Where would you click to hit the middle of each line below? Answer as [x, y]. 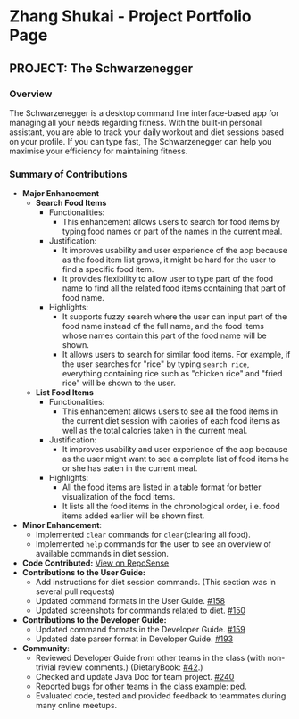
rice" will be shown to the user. [119, 383]
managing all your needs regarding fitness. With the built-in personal [135, 122]
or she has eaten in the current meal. [130, 468]
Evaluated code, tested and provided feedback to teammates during [161, 696]
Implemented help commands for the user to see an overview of [154, 544]
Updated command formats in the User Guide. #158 [130, 601]
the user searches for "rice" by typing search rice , [156, 364]
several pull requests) [75, 591]
